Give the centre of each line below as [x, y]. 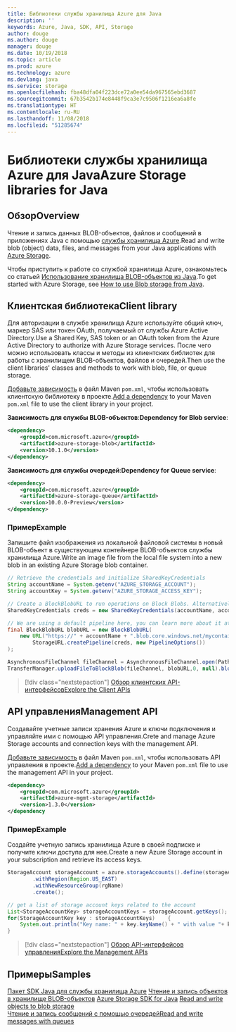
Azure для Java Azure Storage [97, 175]
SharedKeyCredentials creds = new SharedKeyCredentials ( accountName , [111, 610]
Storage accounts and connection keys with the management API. [103, 743]
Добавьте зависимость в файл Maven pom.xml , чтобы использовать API [114, 757]
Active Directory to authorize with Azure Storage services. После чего [110, 345]
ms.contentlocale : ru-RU [44, 112]
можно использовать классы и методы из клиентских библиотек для [111, 353]
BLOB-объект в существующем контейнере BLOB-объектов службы [110, 550]
